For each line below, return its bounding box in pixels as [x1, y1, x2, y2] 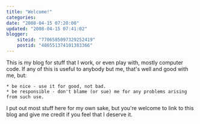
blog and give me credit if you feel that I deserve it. [6, 111, 133, 118]
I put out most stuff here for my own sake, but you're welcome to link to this [6, 104, 194, 111]
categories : [6, 14, 36, 20]
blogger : [6, 31, 28, 37]
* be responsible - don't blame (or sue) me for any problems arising [6, 88, 187, 95]
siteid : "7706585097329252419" [17, 37, 96, 43]
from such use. [6, 94, 45, 100]
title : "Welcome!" [6, 8, 52, 15]
